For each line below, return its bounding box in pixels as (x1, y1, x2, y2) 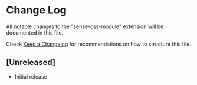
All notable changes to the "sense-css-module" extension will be (6, 23, 164, 30)
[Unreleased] (6, 57, 56, 67)
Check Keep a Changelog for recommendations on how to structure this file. (6, 40, 192, 47)
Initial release (14, 73, 47, 80)
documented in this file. (6, 29, 64, 36)
